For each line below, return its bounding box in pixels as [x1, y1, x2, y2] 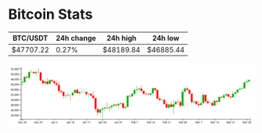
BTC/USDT [13, 34, 49, 43]
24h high [106, 34, 137, 43]
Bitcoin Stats [8, 5, 93, 23]
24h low [151, 34, 180, 43]
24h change [56, 34, 96, 43]
